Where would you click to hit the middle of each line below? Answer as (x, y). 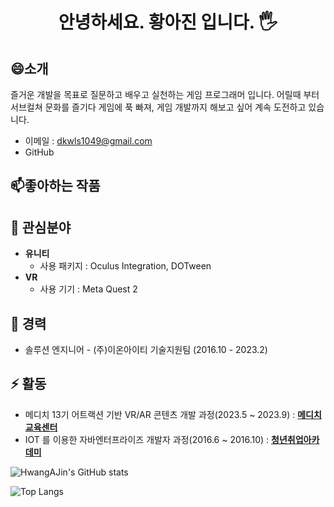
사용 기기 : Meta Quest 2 (88, 289)
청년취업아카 (295, 439)
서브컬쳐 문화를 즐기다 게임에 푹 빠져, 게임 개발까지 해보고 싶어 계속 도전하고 (158, 107)
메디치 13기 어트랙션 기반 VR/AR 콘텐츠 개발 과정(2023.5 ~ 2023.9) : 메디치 (173, 414)
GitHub (39, 152)
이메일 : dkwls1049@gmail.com (88, 141)
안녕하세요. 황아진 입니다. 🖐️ (168, 22)
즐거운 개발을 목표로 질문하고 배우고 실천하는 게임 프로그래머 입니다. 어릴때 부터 (165, 94)
